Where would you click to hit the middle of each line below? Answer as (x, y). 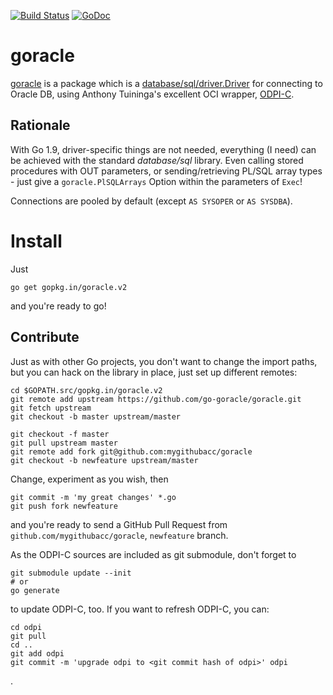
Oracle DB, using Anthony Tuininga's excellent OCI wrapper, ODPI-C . (152, 94)
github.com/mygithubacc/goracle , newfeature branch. (119, 535)
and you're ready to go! (58, 306)
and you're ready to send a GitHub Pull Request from (119, 524)
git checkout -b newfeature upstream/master (104, 460)
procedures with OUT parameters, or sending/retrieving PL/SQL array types (166, 171)
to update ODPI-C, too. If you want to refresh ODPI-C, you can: (140, 609)
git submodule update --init (71, 573)
